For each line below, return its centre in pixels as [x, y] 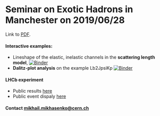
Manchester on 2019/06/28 [65, 20]
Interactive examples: [29, 46]
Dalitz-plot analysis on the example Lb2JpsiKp [63, 68]
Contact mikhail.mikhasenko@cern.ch [47, 108]
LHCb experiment [24, 79]
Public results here [32, 91]
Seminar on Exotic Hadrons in [69, 9]
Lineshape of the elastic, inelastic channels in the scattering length [84, 57]
